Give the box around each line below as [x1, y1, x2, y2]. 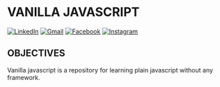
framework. [7, 73, 40, 81]
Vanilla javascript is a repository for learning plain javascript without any [7, 65, 214, 74]
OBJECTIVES [7, 47, 65, 59]
